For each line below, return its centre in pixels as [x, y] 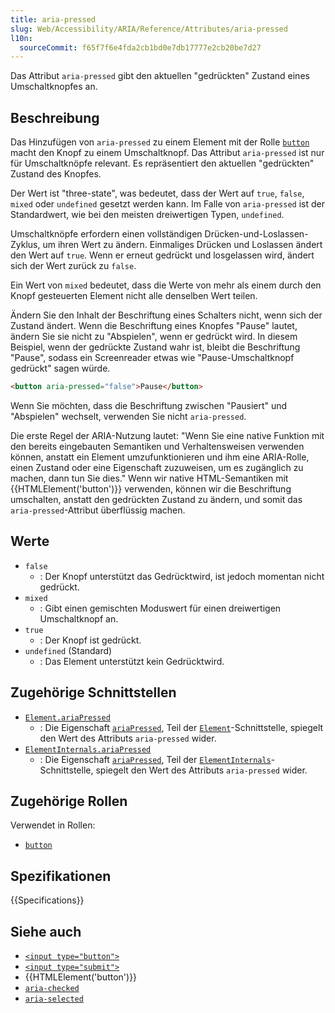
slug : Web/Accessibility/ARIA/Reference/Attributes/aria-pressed [149, 29]
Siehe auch [46, 931]
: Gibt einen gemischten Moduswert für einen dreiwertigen [160, 608]
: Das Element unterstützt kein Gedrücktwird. [132, 661]
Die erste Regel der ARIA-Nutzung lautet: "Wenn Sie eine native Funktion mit [167, 435]
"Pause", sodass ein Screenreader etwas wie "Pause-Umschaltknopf [152, 358]
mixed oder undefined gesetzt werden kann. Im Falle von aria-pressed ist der [167, 204]
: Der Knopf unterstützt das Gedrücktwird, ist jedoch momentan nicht [182, 576]
